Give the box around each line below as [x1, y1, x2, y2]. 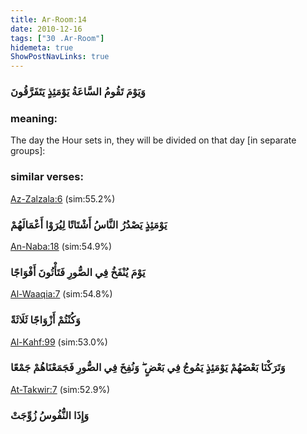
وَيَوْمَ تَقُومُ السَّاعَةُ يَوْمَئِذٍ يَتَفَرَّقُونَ [10, 85, 146, 99]
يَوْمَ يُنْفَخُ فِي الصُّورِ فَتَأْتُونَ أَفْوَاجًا [10, 265, 146, 279]
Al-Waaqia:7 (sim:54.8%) [10, 288, 113, 300]
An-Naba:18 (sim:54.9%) [10, 240, 113, 252]
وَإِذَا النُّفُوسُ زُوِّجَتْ [10, 408, 90, 422]
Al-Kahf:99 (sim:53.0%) [10, 336, 108, 348]
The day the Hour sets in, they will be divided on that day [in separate [10, 134, 297, 146]
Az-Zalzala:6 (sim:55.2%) [10, 192, 116, 205]
